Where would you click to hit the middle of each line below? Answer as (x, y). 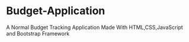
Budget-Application (56, 11)
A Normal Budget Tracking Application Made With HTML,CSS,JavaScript (95, 27)
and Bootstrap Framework (38, 33)
